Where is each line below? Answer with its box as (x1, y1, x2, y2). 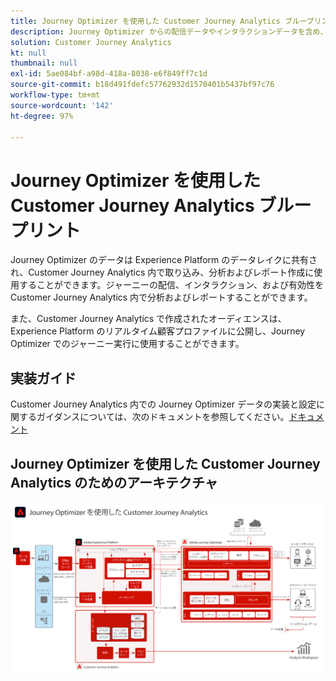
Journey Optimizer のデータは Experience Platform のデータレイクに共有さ (10, 254, 318, 266)
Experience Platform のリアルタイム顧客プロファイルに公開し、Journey (10, 325, 306, 337)
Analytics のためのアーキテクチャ (10, 474, 218, 491)
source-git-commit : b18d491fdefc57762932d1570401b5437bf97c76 (10, 80, 275, 90)
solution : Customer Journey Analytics (10, 37, 172, 47)
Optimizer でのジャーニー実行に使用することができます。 (10, 338, 245, 350)
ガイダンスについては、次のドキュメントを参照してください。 (36, 411, 290, 423)
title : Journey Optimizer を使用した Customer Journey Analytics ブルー (10, 16, 307, 26)
